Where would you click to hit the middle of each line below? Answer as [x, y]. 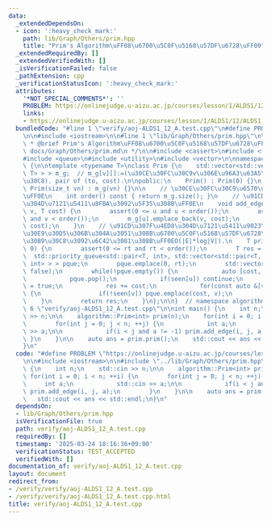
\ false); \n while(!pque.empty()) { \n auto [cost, [142, 271]
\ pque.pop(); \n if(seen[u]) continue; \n [133, 279]
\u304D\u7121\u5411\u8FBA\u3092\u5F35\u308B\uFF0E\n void [127, 204]
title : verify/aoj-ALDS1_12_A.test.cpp [75, 504]
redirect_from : [34, 481]
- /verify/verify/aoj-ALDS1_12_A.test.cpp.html [90, 496]
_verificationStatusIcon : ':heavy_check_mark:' [97, 83]
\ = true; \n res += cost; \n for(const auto [137, 286]
